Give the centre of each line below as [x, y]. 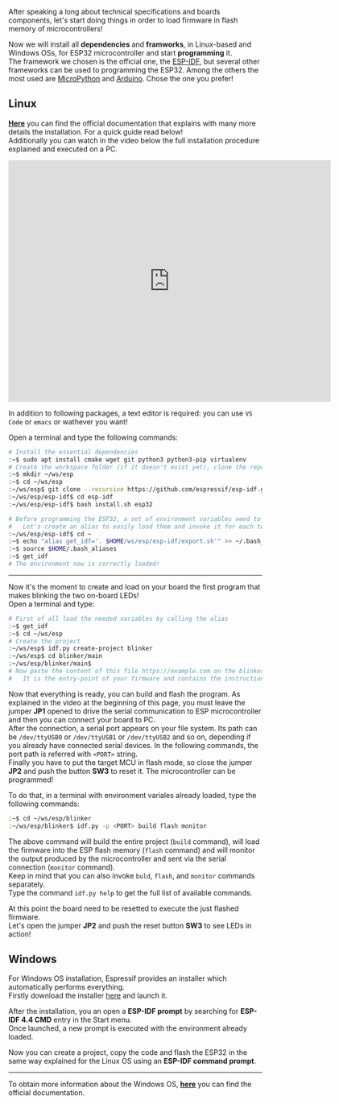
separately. [27, 884]
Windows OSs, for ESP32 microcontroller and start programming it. [120, 53]
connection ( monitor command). [62, 867]
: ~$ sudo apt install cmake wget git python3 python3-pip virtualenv [128, 459]
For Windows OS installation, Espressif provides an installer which [118, 978]
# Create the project [45, 641]
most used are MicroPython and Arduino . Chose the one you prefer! [121, 79]
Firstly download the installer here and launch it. [88, 996]
